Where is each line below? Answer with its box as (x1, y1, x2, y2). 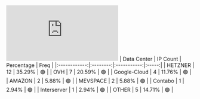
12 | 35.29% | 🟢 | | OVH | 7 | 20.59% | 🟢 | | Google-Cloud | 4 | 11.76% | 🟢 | (6, 68, 192, 75)
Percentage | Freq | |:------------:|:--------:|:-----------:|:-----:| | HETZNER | (6, 62, 195, 69)
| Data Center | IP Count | (119, 56, 181, 62)
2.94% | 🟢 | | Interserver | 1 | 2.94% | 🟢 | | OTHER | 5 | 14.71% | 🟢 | (6, 86, 174, 93)
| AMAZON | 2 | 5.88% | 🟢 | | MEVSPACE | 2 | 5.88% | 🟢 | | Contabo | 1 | (6, 77, 184, 84)
